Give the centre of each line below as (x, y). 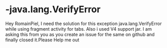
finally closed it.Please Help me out (42, 40)
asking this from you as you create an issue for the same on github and (80, 34)
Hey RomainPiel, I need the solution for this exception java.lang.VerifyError (83, 23)
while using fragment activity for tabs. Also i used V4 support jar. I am (79, 29)
